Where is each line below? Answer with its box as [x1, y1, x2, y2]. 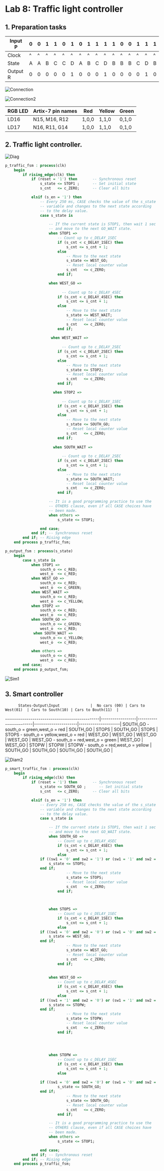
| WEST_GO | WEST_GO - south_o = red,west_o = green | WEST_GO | [5, 737, 143, 742]
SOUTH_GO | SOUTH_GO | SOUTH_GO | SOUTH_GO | [5, 747, 113, 753]
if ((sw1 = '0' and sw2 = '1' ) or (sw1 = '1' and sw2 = [40, 857, 156, 862]
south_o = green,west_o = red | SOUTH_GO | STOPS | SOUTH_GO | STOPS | [5, 726, 158, 732]
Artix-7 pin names [33, 108, 77, 114]
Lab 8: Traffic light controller [5, 3, 123, 15]
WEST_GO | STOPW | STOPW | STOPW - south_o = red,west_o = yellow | [5, 742, 152, 748]
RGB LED [7, 108, 28, 114]
